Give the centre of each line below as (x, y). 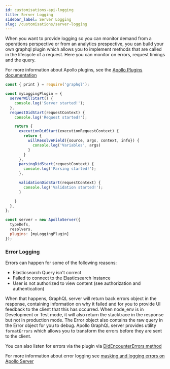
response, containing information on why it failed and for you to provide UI (83, 304)
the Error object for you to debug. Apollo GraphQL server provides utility (81, 325)
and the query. (21, 60)
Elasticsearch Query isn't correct (47, 272)
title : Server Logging (29, 15)
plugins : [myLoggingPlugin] (40, 234)
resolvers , (21, 229)
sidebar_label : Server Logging (38, 19)
